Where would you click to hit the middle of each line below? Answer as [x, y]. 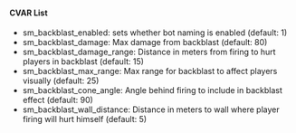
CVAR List [29, 13]
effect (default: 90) [57, 100]
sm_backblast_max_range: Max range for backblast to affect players [150, 71]
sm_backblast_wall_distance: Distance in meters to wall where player [151, 109]
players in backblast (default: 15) [83, 62]
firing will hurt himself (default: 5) [85, 119]
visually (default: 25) [61, 81]
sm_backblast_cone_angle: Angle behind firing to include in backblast [152, 90]
